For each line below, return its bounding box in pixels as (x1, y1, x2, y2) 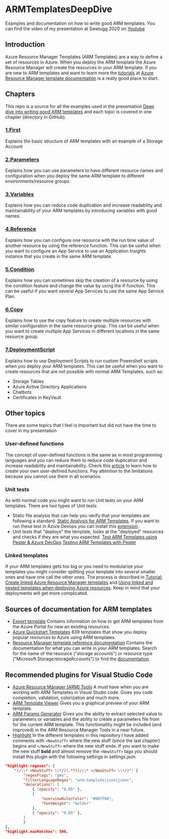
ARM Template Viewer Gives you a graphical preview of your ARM (12, 700, 149, 706)
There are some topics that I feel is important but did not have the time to (5, 422, 157, 428)
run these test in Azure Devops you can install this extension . (12, 523, 139, 529)
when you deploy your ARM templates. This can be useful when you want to (5, 363, 163, 369)
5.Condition (5, 266, 35, 273)
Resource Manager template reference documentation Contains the (12, 640, 152, 646)
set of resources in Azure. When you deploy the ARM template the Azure (5, 59, 156, 65)
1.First (5, 126, 21, 133)
